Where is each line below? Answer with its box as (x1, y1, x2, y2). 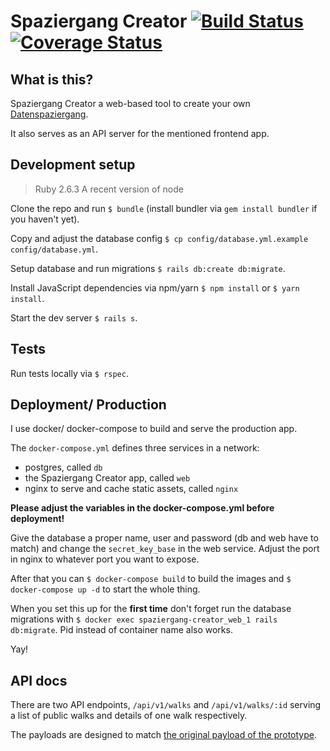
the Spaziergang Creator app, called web (24, 472, 191, 484)
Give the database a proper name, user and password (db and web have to (10, 532, 319, 544)
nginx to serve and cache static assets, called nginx (24, 483, 239, 495)
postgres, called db (24, 461, 103, 474)
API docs (10, 672, 68, 689)
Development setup (10, 156, 136, 174)
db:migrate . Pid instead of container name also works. (10, 624, 233, 636)
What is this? (10, 71, 94, 88)
